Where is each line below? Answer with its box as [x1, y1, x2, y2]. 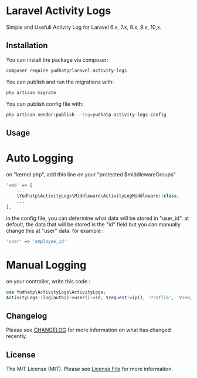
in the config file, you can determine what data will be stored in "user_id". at [6, 215, 189, 222]
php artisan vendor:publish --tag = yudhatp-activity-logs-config [6, 112, 167, 118]
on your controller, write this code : [6, 277, 91, 285]
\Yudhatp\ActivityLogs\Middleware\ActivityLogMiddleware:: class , [16, 193, 180, 199]
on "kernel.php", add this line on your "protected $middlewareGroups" [6, 170, 176, 178]
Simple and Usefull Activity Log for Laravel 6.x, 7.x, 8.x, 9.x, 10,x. [6, 24, 162, 31]
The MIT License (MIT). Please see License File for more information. [6, 366, 173, 373]
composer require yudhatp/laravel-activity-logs [6, 68, 127, 73]
